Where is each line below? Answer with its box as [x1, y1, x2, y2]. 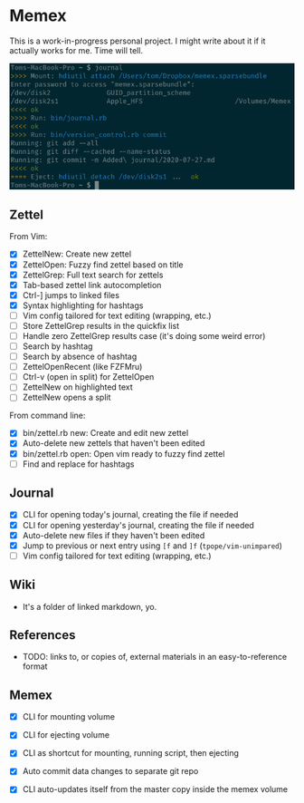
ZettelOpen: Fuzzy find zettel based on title [22, 259, 184, 270]
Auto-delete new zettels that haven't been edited [22, 438, 205, 449]
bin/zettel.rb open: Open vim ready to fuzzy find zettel [22, 448, 225, 459]
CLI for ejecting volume [22, 730, 110, 740]
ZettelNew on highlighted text [22, 382, 133, 392]
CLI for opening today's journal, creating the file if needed [22, 509, 239, 520]
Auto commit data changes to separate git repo [22, 766, 199, 777]
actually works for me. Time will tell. [9, 44, 143, 55]
